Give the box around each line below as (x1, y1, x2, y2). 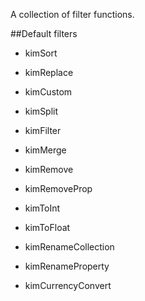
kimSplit (24, 105, 59, 117)
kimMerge (24, 144, 67, 156)
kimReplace (24, 67, 74, 78)
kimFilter (24, 125, 62, 136)
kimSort (24, 47, 58, 59)
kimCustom (24, 86, 73, 98)
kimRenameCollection (24, 241, 115, 253)
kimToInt (24, 202, 61, 214)
